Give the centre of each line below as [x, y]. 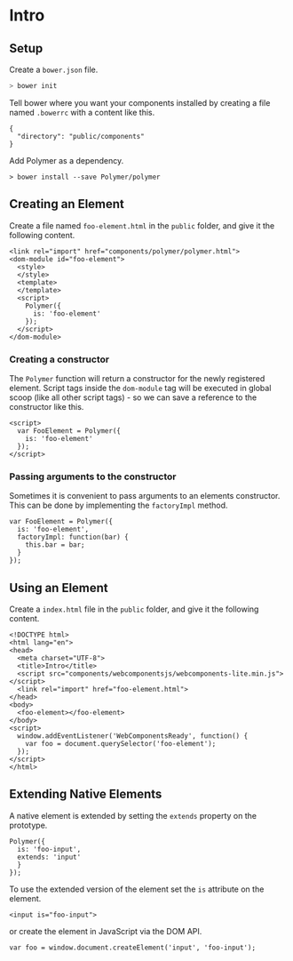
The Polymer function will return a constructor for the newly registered [137, 378]
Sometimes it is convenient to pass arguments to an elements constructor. [145, 496]
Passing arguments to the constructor [93, 476]
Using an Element [59, 588]
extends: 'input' [49, 857]
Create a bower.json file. [54, 69]
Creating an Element [67, 204]
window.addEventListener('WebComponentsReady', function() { [133, 736]
